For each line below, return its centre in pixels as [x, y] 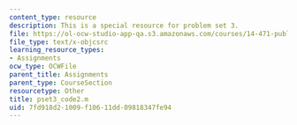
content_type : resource [53, 17]
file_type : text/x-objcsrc [59, 42]
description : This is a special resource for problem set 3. [124, 26]
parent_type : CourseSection [61, 83]
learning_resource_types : [57, 50]
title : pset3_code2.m [49, 99]
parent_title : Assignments [59, 75]
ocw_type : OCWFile [43, 67]
